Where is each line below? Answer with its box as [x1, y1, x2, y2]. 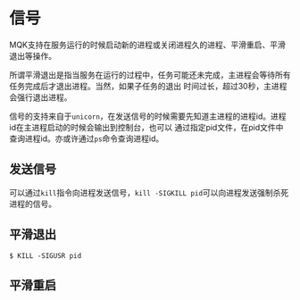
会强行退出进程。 [9, 91, 72, 103]
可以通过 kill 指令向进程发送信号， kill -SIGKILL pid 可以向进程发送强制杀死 [9, 187, 289, 197]
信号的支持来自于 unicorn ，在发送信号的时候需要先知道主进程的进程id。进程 [9, 111, 287, 121]
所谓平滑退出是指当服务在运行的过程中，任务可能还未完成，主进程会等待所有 [9, 69, 291, 80]
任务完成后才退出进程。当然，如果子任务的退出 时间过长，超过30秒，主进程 [9, 80, 287, 91]
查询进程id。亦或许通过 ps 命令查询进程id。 [9, 133, 164, 144]
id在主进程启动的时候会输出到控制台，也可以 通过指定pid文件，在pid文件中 [9, 121, 284, 132]
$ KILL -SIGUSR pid [9, 251, 82, 260]
